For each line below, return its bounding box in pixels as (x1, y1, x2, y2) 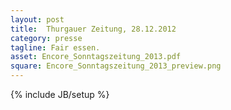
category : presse (10, 33, 83, 43)
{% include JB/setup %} (10, 89, 110, 100)
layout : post (10, 14, 65, 25)
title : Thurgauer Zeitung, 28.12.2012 (10, 24, 177, 34)
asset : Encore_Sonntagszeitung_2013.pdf (10, 52, 182, 62)
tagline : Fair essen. (10, 42, 101, 53)
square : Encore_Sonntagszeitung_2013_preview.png (10, 61, 222, 71)
